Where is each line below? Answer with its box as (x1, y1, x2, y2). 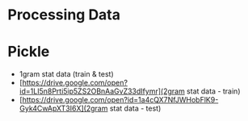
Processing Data (7, 6, 121, 24)
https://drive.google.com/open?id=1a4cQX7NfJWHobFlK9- (22, 95, 219, 105)
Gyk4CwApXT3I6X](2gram (19, 103, 108, 114)
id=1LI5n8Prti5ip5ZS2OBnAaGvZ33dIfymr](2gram (19, 86, 185, 96)
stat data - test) (109, 103, 162, 114)
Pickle (7, 43, 50, 61)
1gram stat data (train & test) (19, 69, 114, 79)
